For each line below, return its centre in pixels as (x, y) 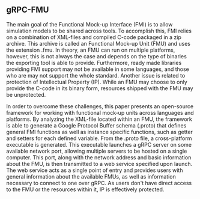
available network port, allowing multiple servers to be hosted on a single (97, 151)
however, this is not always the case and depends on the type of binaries (97, 56)
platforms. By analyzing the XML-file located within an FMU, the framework (99, 119)
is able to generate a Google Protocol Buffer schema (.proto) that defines (96, 125)
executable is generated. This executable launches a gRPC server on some (99, 144)
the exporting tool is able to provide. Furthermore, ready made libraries (94, 63)
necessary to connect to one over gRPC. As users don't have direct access (99, 183)
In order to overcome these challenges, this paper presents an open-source (100, 106)
